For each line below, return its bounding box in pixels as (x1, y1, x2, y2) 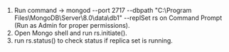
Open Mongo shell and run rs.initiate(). (14, 28, 128, 37)
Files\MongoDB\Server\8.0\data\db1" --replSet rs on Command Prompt (14, 14, 223, 22)
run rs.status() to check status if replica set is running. (14, 36, 173, 45)
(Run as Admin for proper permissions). (14, 21, 130, 29)
